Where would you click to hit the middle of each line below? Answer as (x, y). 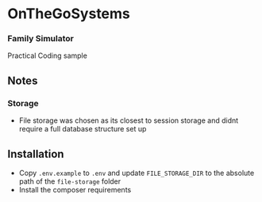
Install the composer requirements (75, 189)
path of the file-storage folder (70, 181)
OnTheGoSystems (69, 14)
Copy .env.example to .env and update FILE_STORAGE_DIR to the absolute (137, 173)
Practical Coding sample (48, 55)
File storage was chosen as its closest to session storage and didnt (129, 120)
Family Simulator (41, 39)
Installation (36, 154)
